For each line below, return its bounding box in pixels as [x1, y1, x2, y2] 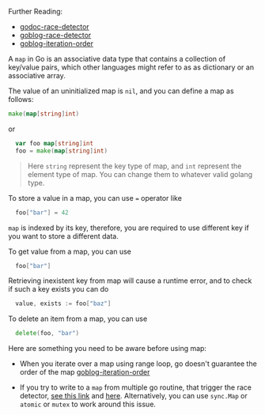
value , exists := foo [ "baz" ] [15, 300, 112, 307]
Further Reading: [8, 7, 63, 16]
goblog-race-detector [19, 31, 92, 40]
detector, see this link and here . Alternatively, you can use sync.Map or [19, 391, 248, 401]
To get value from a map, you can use [8, 247, 132, 256]
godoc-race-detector [19, 22, 89, 31]
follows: [8, 95, 34, 104]
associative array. [8, 71, 66, 80]
